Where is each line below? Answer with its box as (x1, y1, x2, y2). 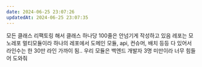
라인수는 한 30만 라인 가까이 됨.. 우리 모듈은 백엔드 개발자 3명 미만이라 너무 (6, 46, 184, 54)
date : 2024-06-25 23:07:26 (6, 8, 75, 15)
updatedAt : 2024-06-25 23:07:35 (6, 14, 88, 21)
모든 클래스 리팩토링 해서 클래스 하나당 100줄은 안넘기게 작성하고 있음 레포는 (6, 31, 187, 39)
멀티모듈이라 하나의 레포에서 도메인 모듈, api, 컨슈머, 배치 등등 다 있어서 (22, 39, 192, 46)
